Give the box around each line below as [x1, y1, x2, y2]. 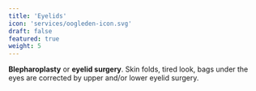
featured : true [8, 34, 60, 43]
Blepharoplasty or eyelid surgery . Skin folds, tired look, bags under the [8, 64, 249, 74]
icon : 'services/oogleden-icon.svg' [8, 19, 132, 28]
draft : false [8, 27, 53, 35]
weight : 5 [8, 42, 42, 50]
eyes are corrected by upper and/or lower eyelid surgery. [8, 73, 199, 83]
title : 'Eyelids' [8, 11, 67, 20]
